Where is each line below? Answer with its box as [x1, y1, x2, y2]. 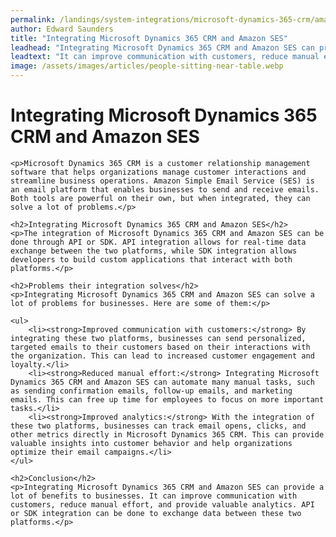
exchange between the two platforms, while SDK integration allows [10, 246, 298, 256]
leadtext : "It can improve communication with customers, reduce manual [10, 52, 320, 62]
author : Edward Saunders [10, 24, 114, 34]
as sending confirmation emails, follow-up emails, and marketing [10, 386, 293, 396]
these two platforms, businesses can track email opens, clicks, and [10, 421, 307, 431]
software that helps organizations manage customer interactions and [10, 167, 307, 177]
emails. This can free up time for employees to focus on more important [10, 394, 325, 405]
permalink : [10, 14, 56, 25]
